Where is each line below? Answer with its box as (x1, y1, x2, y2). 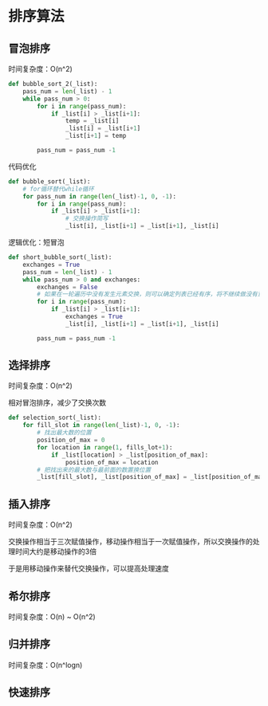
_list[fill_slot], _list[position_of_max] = (37, 473, 187, 481)
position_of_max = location (65, 458, 159, 466)
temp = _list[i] (65, 117, 120, 125)
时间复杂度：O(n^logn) (8, 660, 83, 669)
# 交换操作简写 (65, 214, 109, 223)
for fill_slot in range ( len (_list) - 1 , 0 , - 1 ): (22, 422, 180, 429)
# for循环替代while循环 (22, 185, 94, 193)
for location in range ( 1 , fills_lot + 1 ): (37, 443, 173, 451)
